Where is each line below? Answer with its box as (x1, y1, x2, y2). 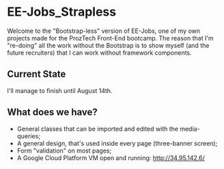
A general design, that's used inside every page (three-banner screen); (16, 139, 218, 147)
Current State (7, 68, 66, 80)
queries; (16, 131, 41, 140)
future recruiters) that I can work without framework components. (7, 49, 193, 57)
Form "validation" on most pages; (16, 146, 112, 155)
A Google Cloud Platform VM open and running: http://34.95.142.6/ (16, 153, 205, 161)
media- (180, 125, 200, 133)
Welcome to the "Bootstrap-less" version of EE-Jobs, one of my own (7, 27, 200, 35)
